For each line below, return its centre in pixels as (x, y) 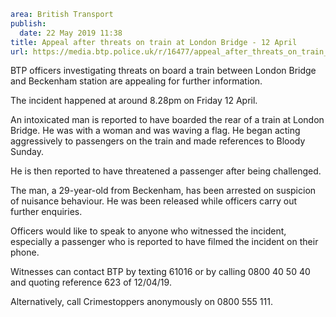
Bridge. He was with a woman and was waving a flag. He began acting (155, 131)
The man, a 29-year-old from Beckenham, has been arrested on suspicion (163, 191)
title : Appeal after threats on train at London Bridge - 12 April (154, 42)
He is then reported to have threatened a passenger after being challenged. (166, 171)
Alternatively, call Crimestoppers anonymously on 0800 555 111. (141, 302)
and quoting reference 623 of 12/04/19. (91, 282)
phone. (25, 252)
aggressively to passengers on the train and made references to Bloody (158, 141)
